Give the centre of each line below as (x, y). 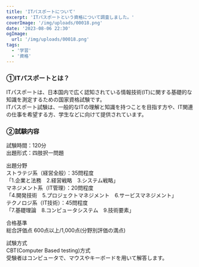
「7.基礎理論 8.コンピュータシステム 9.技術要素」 (70, 210)
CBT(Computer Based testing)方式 (48, 250)
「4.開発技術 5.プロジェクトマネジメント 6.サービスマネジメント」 (92, 195)
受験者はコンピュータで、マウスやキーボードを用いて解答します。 (87, 258)
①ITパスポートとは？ (38, 78)
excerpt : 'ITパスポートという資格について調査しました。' (70, 17)
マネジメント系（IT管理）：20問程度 (50, 188)
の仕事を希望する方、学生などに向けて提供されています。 (77, 114)
